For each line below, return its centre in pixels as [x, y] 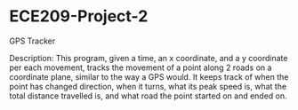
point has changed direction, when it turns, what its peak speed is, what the [148, 86]
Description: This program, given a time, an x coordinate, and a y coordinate [149, 58]
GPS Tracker [32, 41]
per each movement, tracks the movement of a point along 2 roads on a [141, 67]
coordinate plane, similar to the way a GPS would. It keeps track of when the [149, 76]
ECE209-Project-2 [79, 16]
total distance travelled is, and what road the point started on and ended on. [148, 96]
